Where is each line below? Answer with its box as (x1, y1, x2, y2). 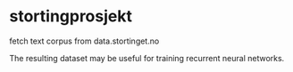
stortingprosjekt (9, 6, 132, 27)
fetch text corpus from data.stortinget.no (9, 36, 160, 46)
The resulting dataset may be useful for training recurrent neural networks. (9, 52, 285, 63)
